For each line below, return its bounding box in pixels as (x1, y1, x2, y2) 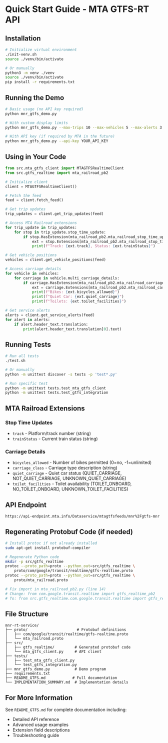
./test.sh (5, 358, 26, 363)
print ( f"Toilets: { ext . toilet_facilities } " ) (31, 299, 126, 304)
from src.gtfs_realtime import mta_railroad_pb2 (5, 170, 108, 175)
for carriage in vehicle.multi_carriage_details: (14, 275, 120, 280)
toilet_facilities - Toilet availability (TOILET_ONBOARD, (12, 481, 132, 487)
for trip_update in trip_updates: (5, 225, 77, 230)
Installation (5, 34, 41, 42)
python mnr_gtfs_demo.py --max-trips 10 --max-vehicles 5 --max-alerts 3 (5, 125, 162, 130)
